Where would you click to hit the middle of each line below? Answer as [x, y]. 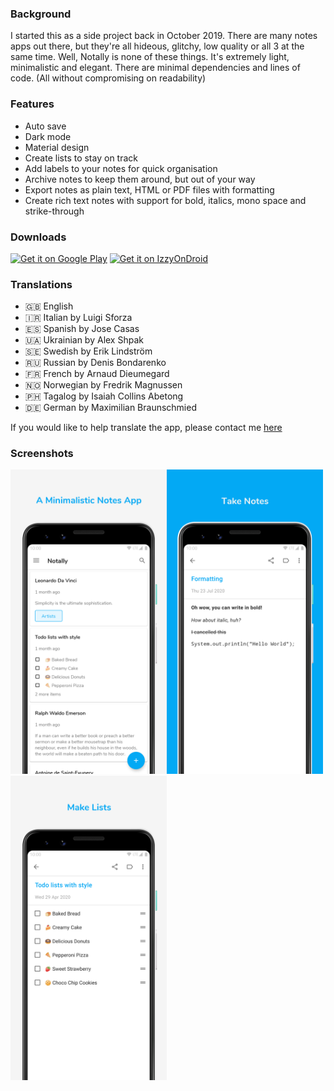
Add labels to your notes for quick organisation [121, 168]
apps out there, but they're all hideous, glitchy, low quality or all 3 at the [157, 46]
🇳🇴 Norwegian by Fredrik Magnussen [103, 385]
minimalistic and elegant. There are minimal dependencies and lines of [155, 68]
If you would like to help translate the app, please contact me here [146, 428]
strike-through [54, 211]
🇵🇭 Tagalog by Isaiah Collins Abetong [104, 396]
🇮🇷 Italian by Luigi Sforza [78, 318]
